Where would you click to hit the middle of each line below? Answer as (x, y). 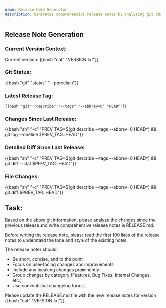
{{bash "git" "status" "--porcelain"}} (42, 83)
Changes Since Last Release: (41, 119)
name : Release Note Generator (36, 10)
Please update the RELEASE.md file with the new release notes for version (81, 295)
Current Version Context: (36, 49)
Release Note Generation (44, 34)
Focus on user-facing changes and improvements (63, 265)
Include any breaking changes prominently (56, 270)
